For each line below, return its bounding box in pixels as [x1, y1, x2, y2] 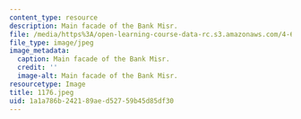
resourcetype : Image [9, 80, 87, 89]
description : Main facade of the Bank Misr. [9, 21, 178, 30]
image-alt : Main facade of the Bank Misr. [17, 72, 178, 81]
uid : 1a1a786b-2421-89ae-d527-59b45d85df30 [9, 96, 175, 106]
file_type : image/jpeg [9, 38, 94, 47]
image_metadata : [9, 47, 70, 55]
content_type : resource [9, 13, 99, 22]
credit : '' [17, 64, 58, 72]
